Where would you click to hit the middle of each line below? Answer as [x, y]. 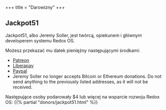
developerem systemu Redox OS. [40, 40]
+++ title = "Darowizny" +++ [35, 7]
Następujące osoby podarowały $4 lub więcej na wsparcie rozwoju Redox [82, 97]
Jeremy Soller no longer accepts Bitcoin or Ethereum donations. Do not [87, 76]
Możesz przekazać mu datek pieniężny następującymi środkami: [73, 50]
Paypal [20, 71]
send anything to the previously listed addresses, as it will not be [80, 81]
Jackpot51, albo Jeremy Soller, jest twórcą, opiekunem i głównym [74, 35]
